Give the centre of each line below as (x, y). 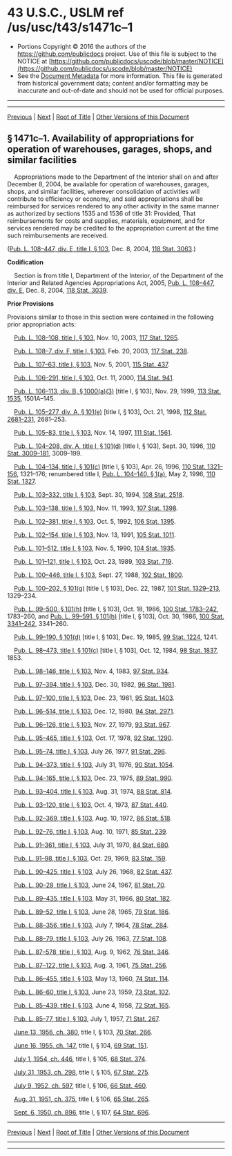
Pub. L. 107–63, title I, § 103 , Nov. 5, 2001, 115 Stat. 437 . (91, 364)
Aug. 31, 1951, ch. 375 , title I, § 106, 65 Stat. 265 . (82, 1099)
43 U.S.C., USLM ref (66, 13)
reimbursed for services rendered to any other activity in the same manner (113, 206)
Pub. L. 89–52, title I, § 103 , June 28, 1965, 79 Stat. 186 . (92, 912)
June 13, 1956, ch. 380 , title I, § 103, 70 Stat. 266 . (83, 1032)
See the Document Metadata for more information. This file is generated (119, 76)
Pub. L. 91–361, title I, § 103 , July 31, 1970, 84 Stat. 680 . (92, 845)
